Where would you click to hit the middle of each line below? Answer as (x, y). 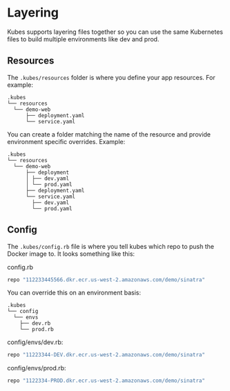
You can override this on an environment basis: (74, 293)
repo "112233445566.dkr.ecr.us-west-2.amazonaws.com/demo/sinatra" (106, 280)
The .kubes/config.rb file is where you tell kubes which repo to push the (111, 246)
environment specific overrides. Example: (66, 141)
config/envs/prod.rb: (37, 368)
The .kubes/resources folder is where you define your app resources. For (111, 77)
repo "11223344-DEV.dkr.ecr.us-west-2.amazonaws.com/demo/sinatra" (106, 355)
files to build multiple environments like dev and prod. (83, 39)
